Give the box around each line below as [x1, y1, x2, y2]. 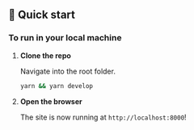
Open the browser [19, 96, 82, 106]
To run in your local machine [8, 32, 122, 44]
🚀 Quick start [8, 8, 75, 22]
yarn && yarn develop [19, 82, 94, 90]
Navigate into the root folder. [19, 66, 116, 76]
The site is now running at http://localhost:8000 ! [19, 112, 188, 122]
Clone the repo [19, 50, 71, 61]
